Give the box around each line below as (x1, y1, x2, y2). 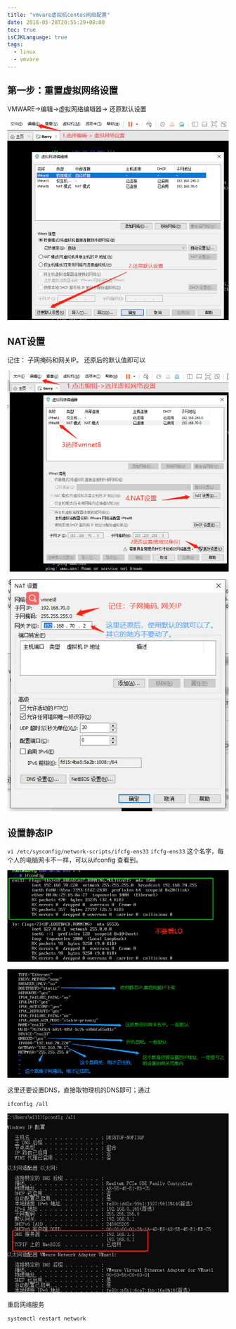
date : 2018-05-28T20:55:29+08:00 (7, 18, 105, 26)
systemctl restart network (7, 1316, 86, 1323)
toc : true (7, 26, 37, 33)
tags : (7, 41, 23, 49)
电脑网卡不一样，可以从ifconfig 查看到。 (25, 856, 142, 865)
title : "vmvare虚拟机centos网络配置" (7, 11, 110, 18)
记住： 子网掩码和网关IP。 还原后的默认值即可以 (7, 355, 146, 364)
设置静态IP (7, 827, 53, 839)
